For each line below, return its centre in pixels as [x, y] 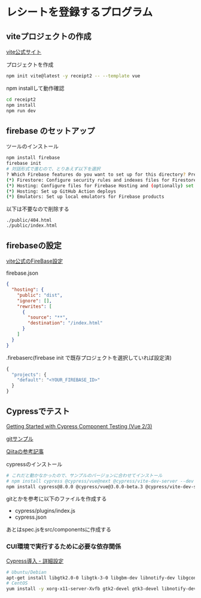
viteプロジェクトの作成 [49, 36]
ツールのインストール [32, 146]
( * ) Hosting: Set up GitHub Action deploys [61, 191]
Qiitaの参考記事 [25, 451]
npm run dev [21, 111]
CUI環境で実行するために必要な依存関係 [64, 546]
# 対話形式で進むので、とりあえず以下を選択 [53, 169]
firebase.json [22, 273]
